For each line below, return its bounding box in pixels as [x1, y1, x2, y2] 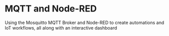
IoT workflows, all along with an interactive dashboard [5, 24, 117, 30]
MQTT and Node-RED [5, 3, 97, 14]
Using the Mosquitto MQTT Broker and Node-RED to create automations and [5, 19, 164, 25]
